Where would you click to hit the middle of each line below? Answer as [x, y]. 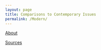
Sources [14, 43]
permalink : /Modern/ [26, 19]
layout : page [19, 10]
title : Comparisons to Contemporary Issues [51, 14]
